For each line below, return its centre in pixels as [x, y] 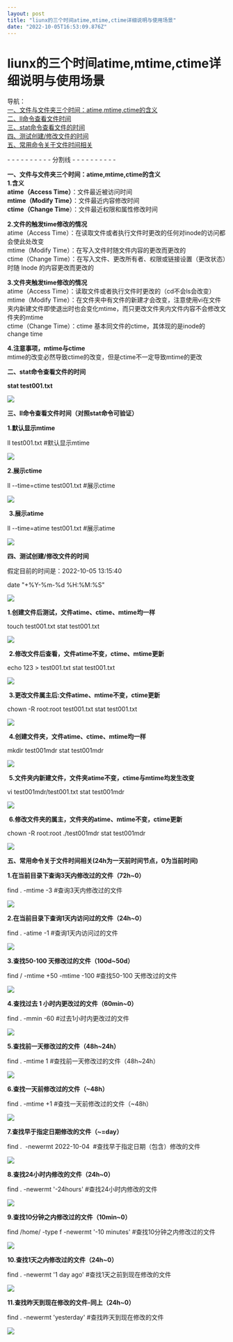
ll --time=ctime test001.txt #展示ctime [61, 486]
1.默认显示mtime [31, 428]
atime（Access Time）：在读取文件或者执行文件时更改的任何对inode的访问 [113, 233]
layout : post [26, 14]
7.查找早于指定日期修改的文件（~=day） [65, 1132]
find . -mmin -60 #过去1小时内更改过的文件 [69, 1019]
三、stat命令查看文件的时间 [46, 128]
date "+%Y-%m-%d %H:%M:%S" [56, 585]
